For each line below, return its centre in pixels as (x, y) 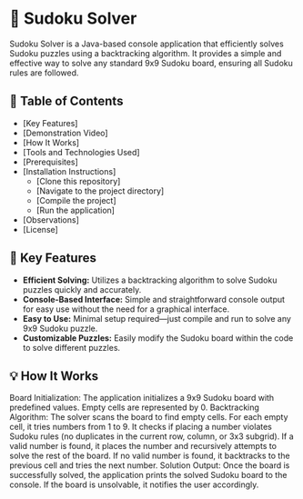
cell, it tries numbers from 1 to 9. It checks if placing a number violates (141, 427)
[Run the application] (76, 210)
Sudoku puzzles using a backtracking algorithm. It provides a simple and (146, 53)
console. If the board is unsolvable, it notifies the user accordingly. (134, 484)
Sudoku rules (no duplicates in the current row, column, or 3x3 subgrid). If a (151, 436)
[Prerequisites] (50, 162)
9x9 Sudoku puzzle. (60, 328)
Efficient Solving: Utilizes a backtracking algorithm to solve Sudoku (150, 280)
